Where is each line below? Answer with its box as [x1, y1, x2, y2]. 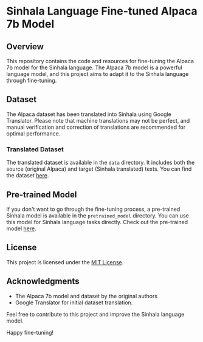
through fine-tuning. [6, 77, 57, 84]
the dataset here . [6, 172, 49, 179]
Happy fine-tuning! [6, 329, 53, 336]
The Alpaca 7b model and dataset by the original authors [15, 292, 158, 299]
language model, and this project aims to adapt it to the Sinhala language [6, 70, 189, 77]
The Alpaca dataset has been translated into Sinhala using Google [6, 111, 171, 118]
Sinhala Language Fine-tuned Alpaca [6, 4, 198, 18]
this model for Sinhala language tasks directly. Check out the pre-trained [6, 218, 188, 225]
